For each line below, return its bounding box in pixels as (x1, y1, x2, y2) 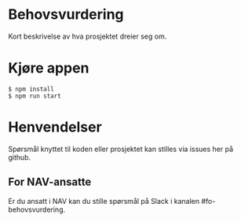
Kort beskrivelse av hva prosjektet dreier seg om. (8, 31, 167, 41)
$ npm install (8, 85, 55, 93)
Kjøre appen (8, 59, 89, 77)
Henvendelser (8, 118, 102, 136)
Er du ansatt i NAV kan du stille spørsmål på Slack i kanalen (8, 196, 200, 205)
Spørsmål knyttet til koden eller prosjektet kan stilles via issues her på (8, 144, 234, 154)
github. (8, 152, 31, 162)
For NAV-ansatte (8, 176, 92, 189)
